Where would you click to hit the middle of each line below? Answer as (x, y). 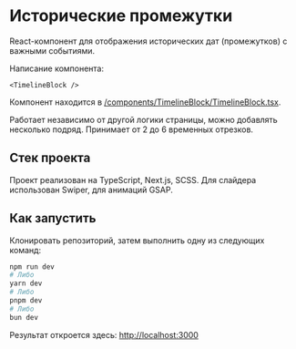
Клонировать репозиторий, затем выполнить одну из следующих (137, 240)
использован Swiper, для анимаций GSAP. (91, 190)
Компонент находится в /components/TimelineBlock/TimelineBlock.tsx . (145, 102)
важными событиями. (52, 50)
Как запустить (53, 218)
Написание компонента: (57, 68)
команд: (26, 250)
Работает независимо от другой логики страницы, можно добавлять (143, 119)
